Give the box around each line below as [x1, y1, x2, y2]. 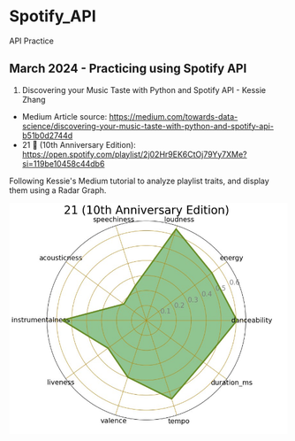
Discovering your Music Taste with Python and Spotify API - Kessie [21, 84, 267, 95]
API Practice [9, 35, 55, 46]
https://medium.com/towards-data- [109, 111, 238, 121]
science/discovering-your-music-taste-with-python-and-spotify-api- [21, 120, 274, 131]
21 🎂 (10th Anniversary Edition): [21, 139, 137, 150]
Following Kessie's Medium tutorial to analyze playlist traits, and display [9, 175, 269, 186]
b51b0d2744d [21, 130, 73, 141]
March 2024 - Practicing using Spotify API [9, 61, 247, 76]
